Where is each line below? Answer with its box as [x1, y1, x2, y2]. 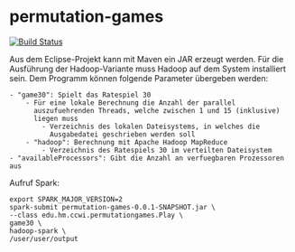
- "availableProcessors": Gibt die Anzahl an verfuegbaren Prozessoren [9, 154, 284, 163]
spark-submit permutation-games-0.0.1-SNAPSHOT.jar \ [9, 202, 217, 211]
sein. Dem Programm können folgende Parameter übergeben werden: [9, 72, 269, 83]
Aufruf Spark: [9, 177, 60, 188]
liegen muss [32, 114, 78, 123]
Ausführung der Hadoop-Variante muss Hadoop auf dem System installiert [9, 63, 287, 74]
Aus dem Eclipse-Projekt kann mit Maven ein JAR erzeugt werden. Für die [9, 53, 284, 64]
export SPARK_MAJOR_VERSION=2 [9, 194, 124, 204]
